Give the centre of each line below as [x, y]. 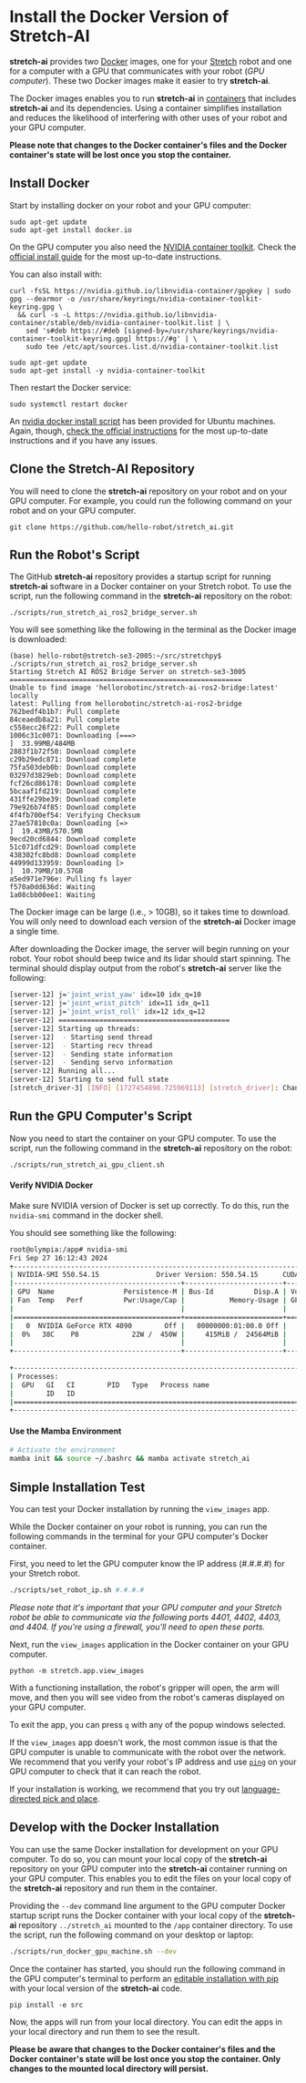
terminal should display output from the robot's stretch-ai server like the [146, 968]
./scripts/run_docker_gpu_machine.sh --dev [93, 1951]
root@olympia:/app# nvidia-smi [69, 1250]
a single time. [35, 932]
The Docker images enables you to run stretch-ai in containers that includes [153, 98]
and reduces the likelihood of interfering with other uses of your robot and [148, 117]
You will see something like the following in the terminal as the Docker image [153, 629]
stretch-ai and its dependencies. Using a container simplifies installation [146, 107]
